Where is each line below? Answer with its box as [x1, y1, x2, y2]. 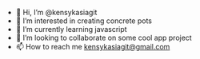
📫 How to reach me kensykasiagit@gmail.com [15, 42, 170, 51]
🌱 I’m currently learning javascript [15, 25, 127, 33]
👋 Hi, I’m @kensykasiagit [15, 8, 98, 17]
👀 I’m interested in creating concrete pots [15, 16, 152, 26]
